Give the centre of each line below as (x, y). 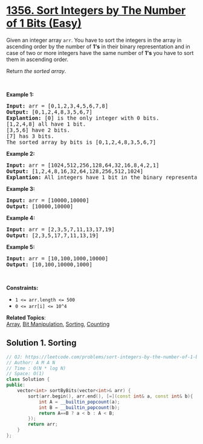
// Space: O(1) (25, 374)
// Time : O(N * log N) (36, 368)
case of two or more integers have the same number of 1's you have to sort (100, 53)
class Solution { (28, 379)
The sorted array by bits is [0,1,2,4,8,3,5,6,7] (81, 142)
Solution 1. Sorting (41, 343)
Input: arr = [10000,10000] (48, 200)
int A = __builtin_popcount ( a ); (79, 402)
